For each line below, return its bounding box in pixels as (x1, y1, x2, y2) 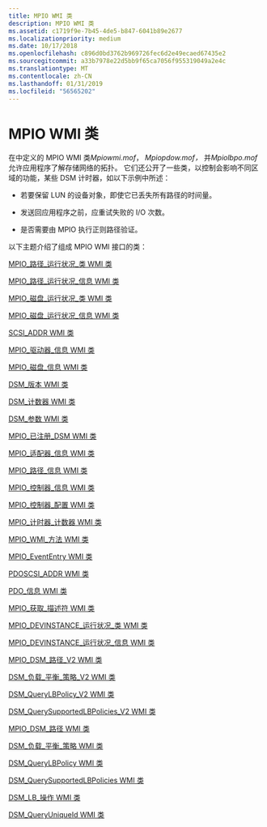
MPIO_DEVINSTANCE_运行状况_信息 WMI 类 (8, 637, 155, 648)
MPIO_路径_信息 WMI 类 (8, 466, 88, 475)
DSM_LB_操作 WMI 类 (8, 793, 81, 803)
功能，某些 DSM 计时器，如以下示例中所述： (22, 173, 171, 183)
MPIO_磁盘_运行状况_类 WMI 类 (8, 293, 112, 304)
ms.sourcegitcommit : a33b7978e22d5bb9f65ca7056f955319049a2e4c (8, 58, 227, 66)
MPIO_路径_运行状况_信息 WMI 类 (8, 276, 120, 286)
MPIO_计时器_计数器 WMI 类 (8, 518, 103, 527)
